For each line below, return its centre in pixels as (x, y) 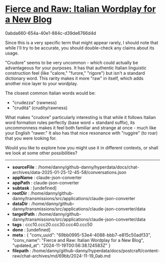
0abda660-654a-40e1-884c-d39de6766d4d (51, 33)
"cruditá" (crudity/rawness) (40, 108)
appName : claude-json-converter (47, 177)
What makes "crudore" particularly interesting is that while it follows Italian (81, 117)
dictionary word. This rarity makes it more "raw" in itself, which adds (74, 78)
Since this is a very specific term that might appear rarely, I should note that (82, 42)
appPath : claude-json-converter (46, 182)
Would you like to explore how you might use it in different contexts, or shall (82, 147)
